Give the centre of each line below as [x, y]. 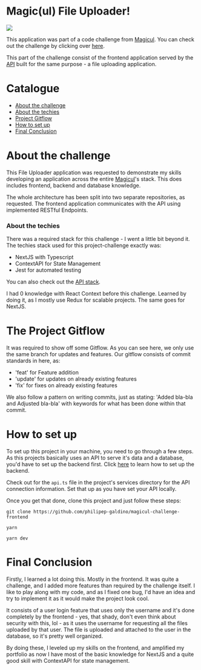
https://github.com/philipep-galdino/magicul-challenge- [107, 512]
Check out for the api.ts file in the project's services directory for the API [98, 482]
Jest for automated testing [48, 270]
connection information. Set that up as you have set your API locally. [91, 489]
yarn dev [17, 538]
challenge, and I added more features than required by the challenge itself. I [101, 585]
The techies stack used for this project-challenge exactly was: [84, 245]
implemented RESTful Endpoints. [47, 210]
